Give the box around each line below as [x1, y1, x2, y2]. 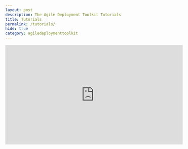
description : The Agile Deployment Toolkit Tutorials [5, 12, 122, 17]
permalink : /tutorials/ [5, 21, 56, 27]
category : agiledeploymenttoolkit [5, 31, 79, 36]
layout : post [5, 7, 33, 13]
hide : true [5, 26, 28, 31]
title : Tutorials [5, 17, 42, 22]
